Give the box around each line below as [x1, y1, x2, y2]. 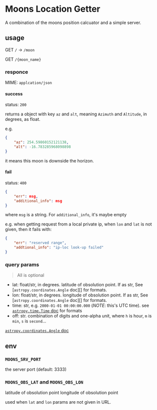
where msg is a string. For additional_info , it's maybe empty [5, 212, 127, 218]
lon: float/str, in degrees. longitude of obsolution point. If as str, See [12, 292, 148, 298]
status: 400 [5, 180, 27, 185]
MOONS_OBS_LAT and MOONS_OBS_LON [5, 378, 84, 385]
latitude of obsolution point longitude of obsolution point [5, 390, 118, 396]
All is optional [17, 273, 45, 278]
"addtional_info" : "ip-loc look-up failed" [14, 245, 104, 250]
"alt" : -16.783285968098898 [14, 144, 71, 149]
